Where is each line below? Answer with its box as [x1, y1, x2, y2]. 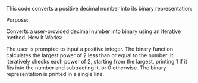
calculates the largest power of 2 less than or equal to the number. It [6, 52, 174, 58]
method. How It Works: [6, 34, 62, 41]
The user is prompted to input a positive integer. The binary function [6, 45, 174, 52]
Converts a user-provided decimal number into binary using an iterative [6, 28, 181, 35]
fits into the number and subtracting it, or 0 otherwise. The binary [6, 64, 166, 71]
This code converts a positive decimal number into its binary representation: [6, 5, 193, 12]
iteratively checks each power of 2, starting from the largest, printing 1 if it [6, 58, 187, 65]
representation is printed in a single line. [6, 71, 105, 77]
